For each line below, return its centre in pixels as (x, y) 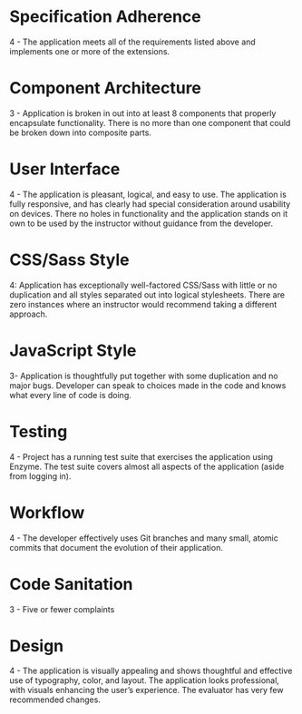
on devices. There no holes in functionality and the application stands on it (149, 213)
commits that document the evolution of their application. (117, 547)
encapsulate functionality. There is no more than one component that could (150, 122)
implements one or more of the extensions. (90, 51)
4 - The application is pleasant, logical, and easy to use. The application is (148, 194)
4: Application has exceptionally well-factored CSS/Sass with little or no (143, 285)
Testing (39, 431)
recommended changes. (55, 699)
